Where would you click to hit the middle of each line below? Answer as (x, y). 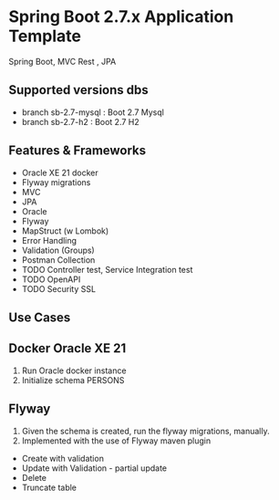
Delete (34, 477)
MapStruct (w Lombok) (65, 231)
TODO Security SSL (59, 288)
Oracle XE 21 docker (60, 172)
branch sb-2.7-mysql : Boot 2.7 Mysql (93, 112)
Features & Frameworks (77, 151)
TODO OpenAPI (51, 279)
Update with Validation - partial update (94, 468)
